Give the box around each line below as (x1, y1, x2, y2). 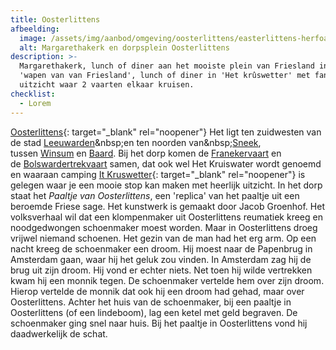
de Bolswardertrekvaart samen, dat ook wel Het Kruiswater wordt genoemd (10, 157, 322, 170)
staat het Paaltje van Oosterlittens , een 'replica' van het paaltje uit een (10, 189, 300, 201)
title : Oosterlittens (10, 14, 101, 25)
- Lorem (19, 98, 52, 108)
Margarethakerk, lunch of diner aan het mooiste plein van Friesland (19, 61, 315, 71)
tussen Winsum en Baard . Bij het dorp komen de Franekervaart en (10, 147, 282, 159)
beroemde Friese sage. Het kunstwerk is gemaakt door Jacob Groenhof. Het (10, 200, 325, 212)
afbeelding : (10, 24, 60, 34)
